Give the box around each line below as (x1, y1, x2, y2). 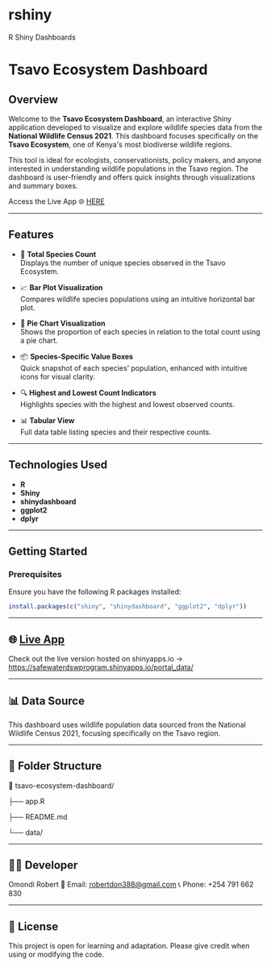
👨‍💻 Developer (8, 858, 78, 872)
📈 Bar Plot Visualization (19, 282, 103, 292)
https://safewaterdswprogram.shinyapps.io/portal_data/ (8, 662, 194, 672)
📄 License (8, 919, 59, 933)
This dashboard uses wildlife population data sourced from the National (8, 720, 246, 729)
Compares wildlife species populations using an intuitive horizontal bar (19, 294, 256, 304)
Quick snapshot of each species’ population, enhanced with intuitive (19, 363, 248, 372)
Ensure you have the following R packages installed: (8, 587, 181, 597)
